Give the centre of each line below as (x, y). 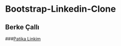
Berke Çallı (22, 27)
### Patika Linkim (23, 39)
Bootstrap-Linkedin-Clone (60, 9)
